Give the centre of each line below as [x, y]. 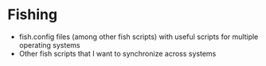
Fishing [32, 15]
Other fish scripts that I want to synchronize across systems [117, 53]
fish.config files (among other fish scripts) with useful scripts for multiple [139, 37]
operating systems [49, 45]
